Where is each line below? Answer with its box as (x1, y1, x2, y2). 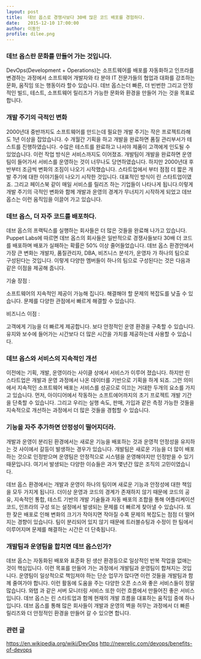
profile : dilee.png (6, 31, 55, 37)
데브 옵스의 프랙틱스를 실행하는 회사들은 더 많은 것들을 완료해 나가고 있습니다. (6, 227, 187, 234)
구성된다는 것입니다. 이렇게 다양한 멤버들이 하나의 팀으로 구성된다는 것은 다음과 (6, 257, 191, 264)
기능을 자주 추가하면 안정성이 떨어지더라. (6, 423, 116, 432)
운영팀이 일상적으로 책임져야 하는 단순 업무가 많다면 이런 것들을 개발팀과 (19, 571, 187, 579)
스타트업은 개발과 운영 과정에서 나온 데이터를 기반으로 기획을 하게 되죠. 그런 (6, 376, 182, 384)
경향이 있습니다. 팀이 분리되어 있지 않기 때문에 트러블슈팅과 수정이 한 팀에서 (17, 518, 194, 525)
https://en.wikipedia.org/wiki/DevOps (6, 640, 99, 647)
